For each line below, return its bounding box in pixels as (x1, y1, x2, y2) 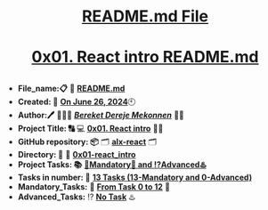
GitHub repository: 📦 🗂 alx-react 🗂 (17, 136, 158, 147)
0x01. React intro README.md (31, 47, 259, 68)
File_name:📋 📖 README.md (17, 83, 126, 93)
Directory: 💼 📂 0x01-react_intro (17, 149, 136, 159)
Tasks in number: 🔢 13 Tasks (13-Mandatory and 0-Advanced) (17, 172, 252, 182)
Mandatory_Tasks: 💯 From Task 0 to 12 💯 (17, 181, 171, 192)
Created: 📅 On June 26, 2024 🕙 (17, 96, 136, 107)
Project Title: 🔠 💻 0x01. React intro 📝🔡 (17, 123, 164, 133)
